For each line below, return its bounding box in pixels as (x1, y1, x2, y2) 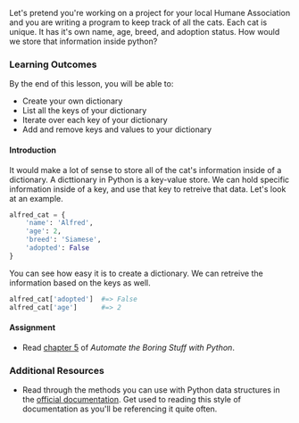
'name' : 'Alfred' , (25, 219, 94, 228)
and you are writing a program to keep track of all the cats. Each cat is (9, 17, 268, 28)
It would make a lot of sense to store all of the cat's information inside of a (9, 164, 282, 175)
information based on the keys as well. (9, 277, 152, 288)
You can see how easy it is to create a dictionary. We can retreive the (9, 268, 263, 278)
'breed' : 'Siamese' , (25, 236, 102, 245)
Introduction (9, 145, 56, 155)
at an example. (9, 193, 64, 203)
